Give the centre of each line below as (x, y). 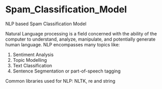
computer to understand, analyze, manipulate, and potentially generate (80, 39)
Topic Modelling (30, 60)
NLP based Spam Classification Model (46, 24)
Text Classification (32, 65)
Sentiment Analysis (33, 55)
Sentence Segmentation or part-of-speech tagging (67, 71)
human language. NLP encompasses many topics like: (62, 44)
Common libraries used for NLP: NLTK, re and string (60, 81)
